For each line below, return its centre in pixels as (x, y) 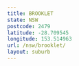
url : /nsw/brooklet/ (37, 45)
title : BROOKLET (30, 13)
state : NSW (23, 20)
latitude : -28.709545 (38, 33)
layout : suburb (29, 52)
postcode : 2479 (29, 26)
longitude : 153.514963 (39, 39)
